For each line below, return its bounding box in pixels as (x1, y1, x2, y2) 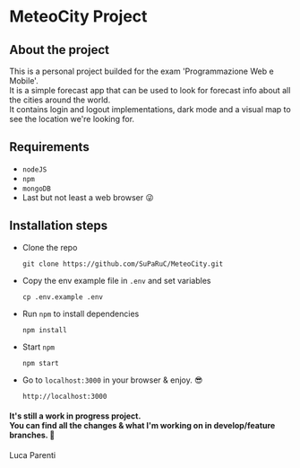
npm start (21, 358, 60, 367)
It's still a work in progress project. (9, 411, 141, 421)
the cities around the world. (9, 94, 111, 105)
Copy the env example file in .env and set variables (21, 275, 211, 286)
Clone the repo (21, 242, 78, 252)
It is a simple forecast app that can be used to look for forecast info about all (9, 85, 291, 95)
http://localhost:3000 (21, 392, 107, 401)
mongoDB (21, 184, 51, 193)
